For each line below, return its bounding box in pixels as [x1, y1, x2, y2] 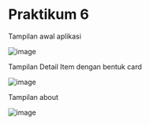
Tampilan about [8, 92, 59, 101]
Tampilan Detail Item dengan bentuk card [8, 61, 142, 72]
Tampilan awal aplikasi [8, 31, 81, 41]
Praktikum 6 [8, 6, 89, 24]
